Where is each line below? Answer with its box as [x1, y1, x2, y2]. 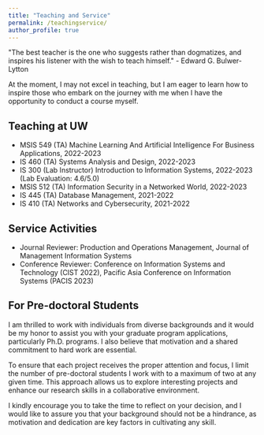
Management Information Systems [19, 251, 132, 260]
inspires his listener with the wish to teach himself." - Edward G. [8, 56, 215, 65]
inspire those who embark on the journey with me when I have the [8, 88, 223, 98]
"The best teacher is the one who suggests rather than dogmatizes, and [8, 48, 242, 58]
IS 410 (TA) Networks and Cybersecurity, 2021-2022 [19, 199, 191, 209]
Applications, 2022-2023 [19, 149, 102, 158]
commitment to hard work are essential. [8, 344, 137, 355]
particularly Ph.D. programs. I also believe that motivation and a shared [8, 336, 238, 346]
